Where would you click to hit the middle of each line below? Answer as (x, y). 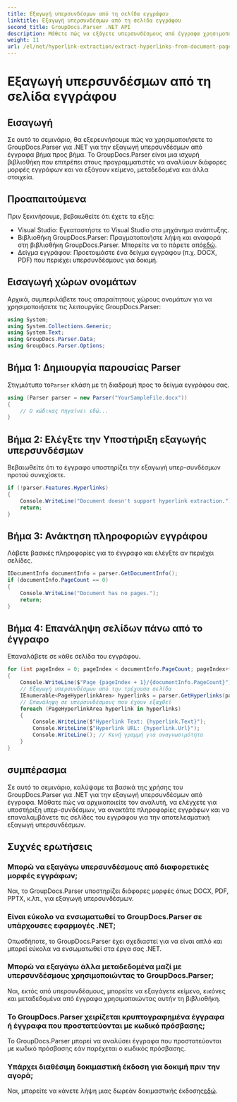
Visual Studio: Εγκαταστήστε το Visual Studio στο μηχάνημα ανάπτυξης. (123, 229)
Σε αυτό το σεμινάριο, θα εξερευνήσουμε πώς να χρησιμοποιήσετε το (110, 139)
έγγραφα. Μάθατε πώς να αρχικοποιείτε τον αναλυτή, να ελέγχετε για (112, 802)
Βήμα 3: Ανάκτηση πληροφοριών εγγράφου (108, 536)
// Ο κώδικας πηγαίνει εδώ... (65, 411)
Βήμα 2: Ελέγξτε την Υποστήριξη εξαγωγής (107, 439)
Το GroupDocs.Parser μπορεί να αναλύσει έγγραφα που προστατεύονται (115, 1041)
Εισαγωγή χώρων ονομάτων (72, 282)
